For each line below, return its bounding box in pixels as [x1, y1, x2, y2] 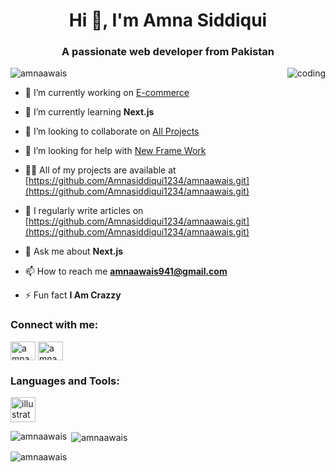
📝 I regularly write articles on [24, 205, 144, 217]
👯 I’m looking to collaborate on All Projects [24, 125, 200, 138]
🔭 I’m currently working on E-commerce [24, 87, 190, 99]
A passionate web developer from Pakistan [61, 45, 275, 59]
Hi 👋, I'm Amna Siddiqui [68, 9, 268, 32]
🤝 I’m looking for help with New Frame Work [24, 145, 207, 157]
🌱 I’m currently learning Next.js [24, 106, 155, 118]
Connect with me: [10, 318, 99, 332]
